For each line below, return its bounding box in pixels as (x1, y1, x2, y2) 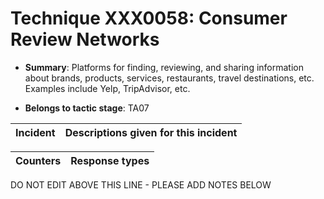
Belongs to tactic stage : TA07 (24, 102, 150, 114)
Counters (15, 153, 62, 167)
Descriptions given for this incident (64, 125, 238, 139)
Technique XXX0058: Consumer (10, 7, 288, 30)
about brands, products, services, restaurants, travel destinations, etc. (24, 72, 315, 84)
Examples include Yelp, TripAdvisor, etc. (24, 82, 191, 94)
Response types (70, 153, 150, 167)
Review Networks (10, 28, 160, 51)
